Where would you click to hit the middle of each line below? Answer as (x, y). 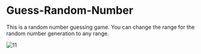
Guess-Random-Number (70, 10)
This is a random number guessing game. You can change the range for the (100, 27)
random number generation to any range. (58, 33)
